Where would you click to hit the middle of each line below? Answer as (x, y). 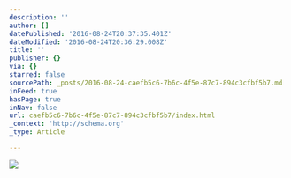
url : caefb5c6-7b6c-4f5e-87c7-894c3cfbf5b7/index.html (112, 115)
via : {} (23, 67)
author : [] (29, 26)
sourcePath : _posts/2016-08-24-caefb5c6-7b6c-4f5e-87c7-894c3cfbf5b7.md (146, 83)
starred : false (37, 75)
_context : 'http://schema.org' (67, 124)
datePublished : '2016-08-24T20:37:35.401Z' (91, 33)
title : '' (27, 50)
